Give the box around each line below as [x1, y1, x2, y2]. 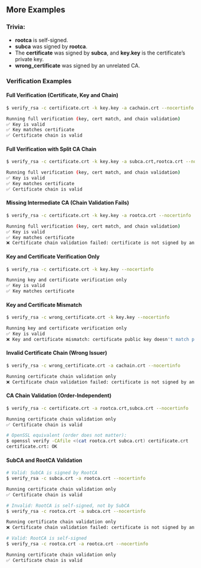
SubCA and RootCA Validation [6, 457, 83, 464]
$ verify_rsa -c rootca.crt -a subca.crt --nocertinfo [6, 508, 146, 514]
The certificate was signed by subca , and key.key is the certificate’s [14, 49, 185, 56]
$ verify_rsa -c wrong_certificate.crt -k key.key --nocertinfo [6, 315, 170, 321]
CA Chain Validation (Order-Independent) [6, 392, 112, 399]
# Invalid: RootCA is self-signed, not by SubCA [6, 503, 130, 509]
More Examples [6, 5, 66, 15]
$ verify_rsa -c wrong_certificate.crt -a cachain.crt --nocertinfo [6, 362, 181, 368]
